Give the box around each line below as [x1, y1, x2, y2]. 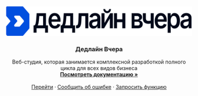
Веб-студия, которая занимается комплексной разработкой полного [12, 58, 186, 65]
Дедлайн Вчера [75, 45, 123, 53]
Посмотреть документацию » [60, 71, 138, 78]
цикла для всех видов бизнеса [60, 65, 138, 72]
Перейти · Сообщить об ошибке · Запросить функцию [31, 84, 167, 91]
